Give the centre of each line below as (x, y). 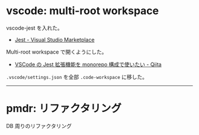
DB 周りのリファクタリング (39, 126)
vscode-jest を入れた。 (35, 28)
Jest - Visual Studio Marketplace (54, 39)
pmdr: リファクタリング (64, 109)
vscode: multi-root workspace (82, 11)
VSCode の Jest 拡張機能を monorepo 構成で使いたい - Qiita (88, 64)
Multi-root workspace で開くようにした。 (57, 52)
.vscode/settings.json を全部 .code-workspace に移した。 (77, 77)
